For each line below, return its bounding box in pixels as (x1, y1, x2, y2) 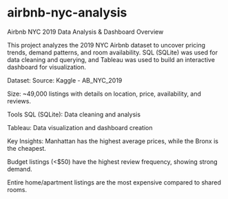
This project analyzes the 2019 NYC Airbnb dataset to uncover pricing (7, 41, 205, 49)
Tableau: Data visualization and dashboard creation (7, 123, 153, 132)
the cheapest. (7, 144, 47, 152)
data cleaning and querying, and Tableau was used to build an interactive (7, 55, 216, 63)
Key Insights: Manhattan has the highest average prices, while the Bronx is (7, 136, 219, 145)
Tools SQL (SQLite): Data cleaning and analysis (7, 110, 141, 118)
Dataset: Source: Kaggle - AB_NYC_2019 (7, 76, 123, 84)
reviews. (7, 96, 31, 105)
